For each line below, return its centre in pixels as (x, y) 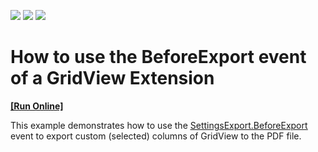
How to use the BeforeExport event (158, 57)
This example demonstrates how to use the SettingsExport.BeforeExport (159, 125)
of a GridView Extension (112, 78)
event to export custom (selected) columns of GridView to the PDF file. (156, 136)
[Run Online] (37, 106)
